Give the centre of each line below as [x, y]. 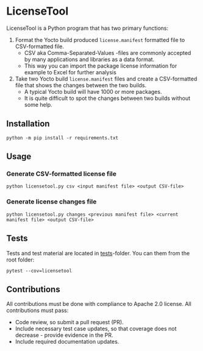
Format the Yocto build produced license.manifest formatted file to [100, 40]
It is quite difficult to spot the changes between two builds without [107, 98]
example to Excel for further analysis [70, 72]
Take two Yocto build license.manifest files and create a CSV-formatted [106, 79]
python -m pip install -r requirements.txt [62, 138]
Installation [28, 124]
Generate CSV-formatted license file [62, 174]
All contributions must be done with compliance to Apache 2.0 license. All [99, 304]
